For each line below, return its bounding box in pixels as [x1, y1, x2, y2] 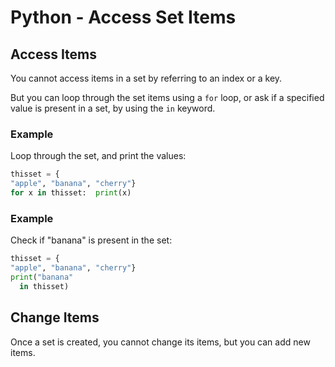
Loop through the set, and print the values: [10, 150, 187, 162]
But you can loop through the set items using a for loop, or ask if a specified [10, 92, 325, 103]
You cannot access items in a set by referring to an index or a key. [10, 72, 283, 84]
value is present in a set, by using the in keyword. [10, 102, 216, 114]
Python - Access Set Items [10, 6, 237, 29]
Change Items [10, 309, 100, 326]
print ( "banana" [10, 272, 74, 282]
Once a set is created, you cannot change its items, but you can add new [10, 336, 311, 348]
